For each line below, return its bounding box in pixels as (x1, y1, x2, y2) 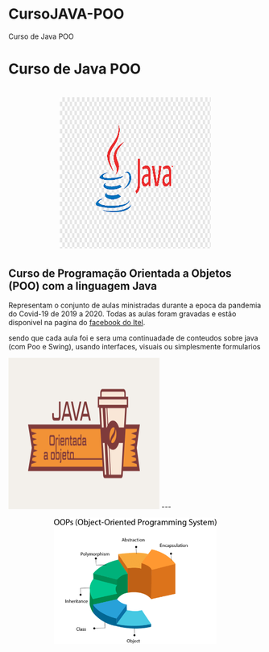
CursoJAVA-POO (8, 5, 125, 23)
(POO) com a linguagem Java (8, 279, 157, 293)
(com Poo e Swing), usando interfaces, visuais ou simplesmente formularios (8, 342, 261, 352)
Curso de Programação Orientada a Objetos (8, 266, 232, 280)
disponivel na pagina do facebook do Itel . (8, 318, 146, 328)
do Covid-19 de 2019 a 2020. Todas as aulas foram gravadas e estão (8, 309, 237, 319)
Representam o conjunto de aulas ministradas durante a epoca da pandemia (8, 300, 262, 311)
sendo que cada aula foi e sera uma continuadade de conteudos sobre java (8, 333, 259, 343)
